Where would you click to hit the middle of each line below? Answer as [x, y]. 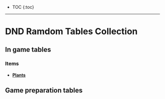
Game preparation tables [44, 90]
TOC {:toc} [23, 7]
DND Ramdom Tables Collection [71, 32]
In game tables [28, 49]
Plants [19, 75]
